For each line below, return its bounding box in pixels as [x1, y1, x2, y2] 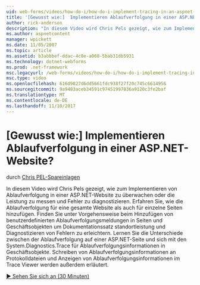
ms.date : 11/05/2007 [6, 42, 58, 48]
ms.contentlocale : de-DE [6, 97, 68, 103]
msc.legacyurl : [6, 70, 44, 76]
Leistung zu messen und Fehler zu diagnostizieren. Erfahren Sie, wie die [6, 198, 183, 205]
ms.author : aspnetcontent [6, 31, 70, 37]
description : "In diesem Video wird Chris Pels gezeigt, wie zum [6, 25, 171, 32]
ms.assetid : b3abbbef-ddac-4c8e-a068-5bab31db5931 [6, 53, 135, 59]
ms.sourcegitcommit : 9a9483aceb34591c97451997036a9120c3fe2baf [6, 86, 167, 92]
